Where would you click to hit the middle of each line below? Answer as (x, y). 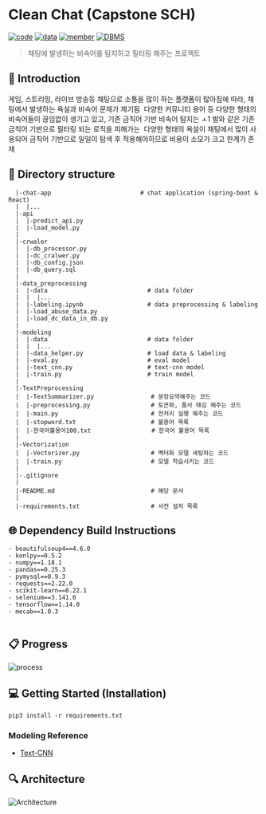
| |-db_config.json (49, 262)
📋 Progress (38, 644)
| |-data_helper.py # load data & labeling (121, 353)
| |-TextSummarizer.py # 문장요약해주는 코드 (113, 396)
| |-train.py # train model (105, 374)
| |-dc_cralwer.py (48, 256)
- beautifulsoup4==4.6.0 (49, 549)
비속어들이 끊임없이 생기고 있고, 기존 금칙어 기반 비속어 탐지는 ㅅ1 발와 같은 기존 (131, 119)
